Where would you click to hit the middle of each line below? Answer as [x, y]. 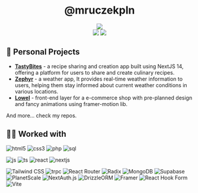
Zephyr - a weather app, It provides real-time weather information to [98, 79]
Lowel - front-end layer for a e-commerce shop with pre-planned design [103, 98]
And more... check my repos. [41, 115]
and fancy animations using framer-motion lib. [71, 104]
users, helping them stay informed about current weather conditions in [101, 85]
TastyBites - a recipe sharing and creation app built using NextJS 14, [99, 66]
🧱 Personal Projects [43, 52]
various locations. [36, 91]
